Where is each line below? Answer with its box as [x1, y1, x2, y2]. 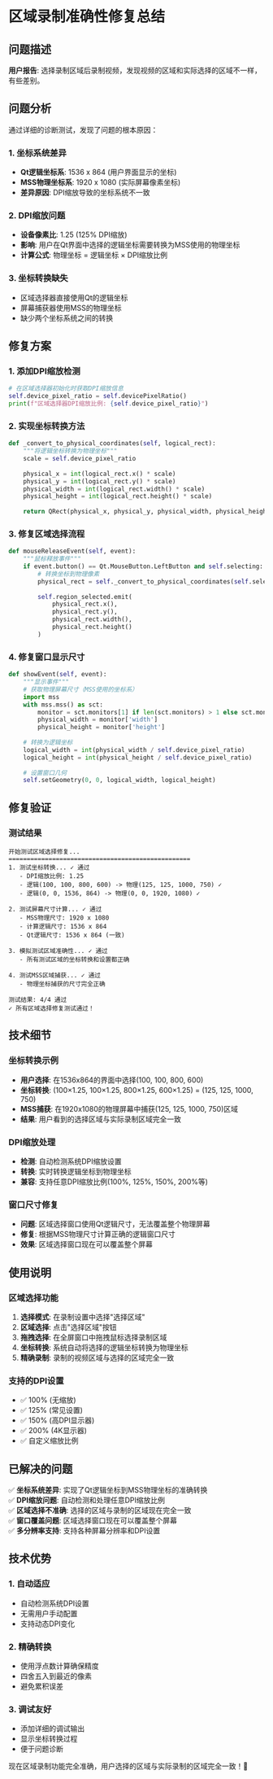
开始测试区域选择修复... [8, 847, 80, 855]
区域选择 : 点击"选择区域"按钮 [19, 1322, 117, 1331]
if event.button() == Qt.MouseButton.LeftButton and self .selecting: [23, 562, 264, 570]
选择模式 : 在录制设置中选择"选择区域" [19, 1312, 145, 1322]
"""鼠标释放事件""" [23, 555, 81, 563]
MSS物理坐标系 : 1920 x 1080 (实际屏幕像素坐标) [19, 177, 181, 187]
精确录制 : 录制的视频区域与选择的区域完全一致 [19, 1353, 175, 1362]
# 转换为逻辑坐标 [23, 738, 73, 747]
